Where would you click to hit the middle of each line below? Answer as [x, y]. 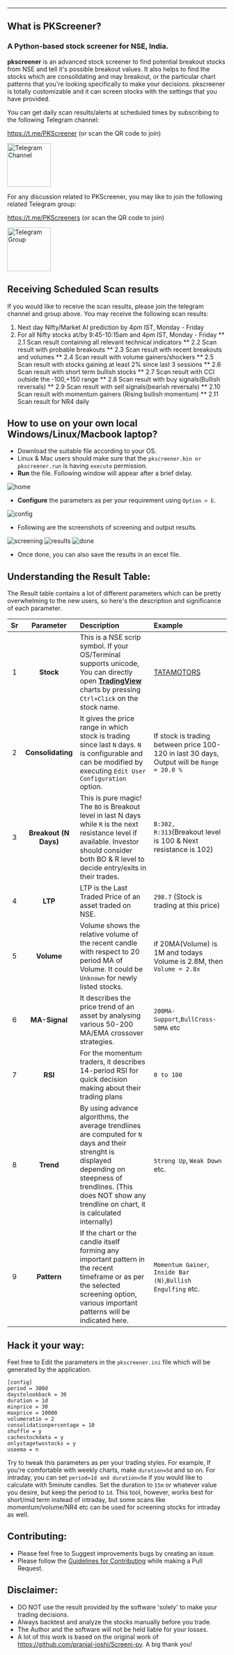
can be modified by [111, 763]
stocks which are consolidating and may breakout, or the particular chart [111, 76]
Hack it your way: [46, 1345]
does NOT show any [113, 1196]
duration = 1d [28, 1401]
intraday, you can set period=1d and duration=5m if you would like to [105, 1477]
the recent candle [109, 943]
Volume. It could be [111, 969]
